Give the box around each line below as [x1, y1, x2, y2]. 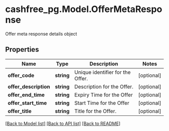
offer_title [8, 107, 32, 114]
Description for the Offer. [74, 83, 134, 90]
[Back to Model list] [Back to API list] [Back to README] [5, 120, 121, 126]
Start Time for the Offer [74, 99, 130, 106]
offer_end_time [8, 91, 45, 98]
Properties [5, 45, 39, 54]
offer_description [8, 83, 50, 90]
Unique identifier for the [74, 69, 131, 76]
